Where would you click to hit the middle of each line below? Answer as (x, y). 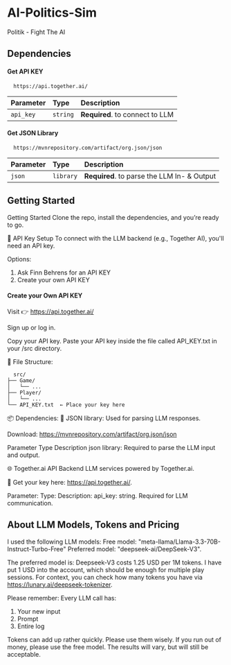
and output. (24, 455)
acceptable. (24, 654)
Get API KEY (25, 71)
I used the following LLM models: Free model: (72, 542)
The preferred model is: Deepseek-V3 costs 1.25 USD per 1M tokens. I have (114, 562)
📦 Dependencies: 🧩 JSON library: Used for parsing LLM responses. (104, 418)
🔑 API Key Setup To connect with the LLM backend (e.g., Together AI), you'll (116, 238)
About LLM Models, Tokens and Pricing (93, 525)
